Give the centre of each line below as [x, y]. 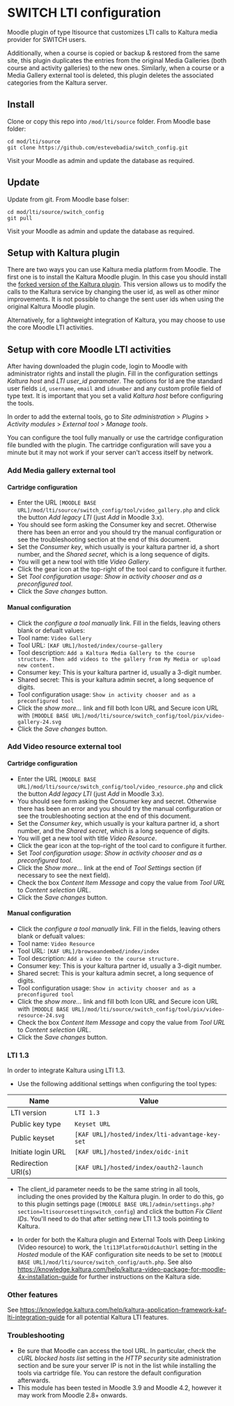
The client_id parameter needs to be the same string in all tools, [109, 1189]
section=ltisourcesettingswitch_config [75, 1212]
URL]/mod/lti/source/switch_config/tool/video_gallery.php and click [118, 510]
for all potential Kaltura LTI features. [118, 1318]
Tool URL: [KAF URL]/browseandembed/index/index [88, 951]
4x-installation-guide [47, 1277]
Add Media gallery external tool [62, 470]
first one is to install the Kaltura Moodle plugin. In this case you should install [117, 277]
